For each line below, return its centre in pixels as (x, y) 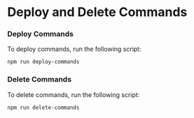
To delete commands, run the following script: (74, 94)
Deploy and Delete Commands (97, 12)
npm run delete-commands (43, 108)
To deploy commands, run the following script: (74, 49)
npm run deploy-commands (43, 62)
